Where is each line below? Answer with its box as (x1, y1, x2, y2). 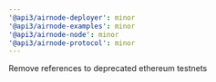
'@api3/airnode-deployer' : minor (8, 13, 136, 23)
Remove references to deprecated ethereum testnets (8, 63, 208, 74)
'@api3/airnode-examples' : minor (8, 22, 136, 31)
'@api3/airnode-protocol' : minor (8, 38, 136, 48)
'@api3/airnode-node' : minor (8, 30, 119, 39)
